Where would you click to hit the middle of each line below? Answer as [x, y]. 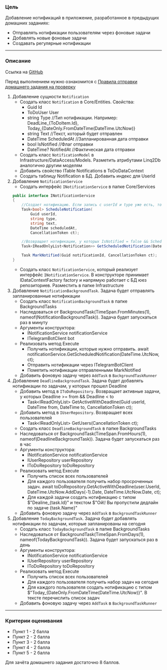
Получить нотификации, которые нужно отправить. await [88, 349]
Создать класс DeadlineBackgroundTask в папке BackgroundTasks [88, 428]
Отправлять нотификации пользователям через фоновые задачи [81, 33]
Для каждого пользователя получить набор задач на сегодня [93, 582]
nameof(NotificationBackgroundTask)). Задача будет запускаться [88, 317]
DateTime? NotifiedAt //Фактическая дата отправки [81, 149]
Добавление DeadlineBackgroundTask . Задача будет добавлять [78, 380]
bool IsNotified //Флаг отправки [60, 144]
